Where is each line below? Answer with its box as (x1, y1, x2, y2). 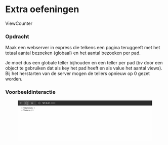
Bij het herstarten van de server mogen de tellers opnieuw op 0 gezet (5, 70, 150, 77)
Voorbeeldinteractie (5, 89, 56, 96)
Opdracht (5, 33, 29, 40)
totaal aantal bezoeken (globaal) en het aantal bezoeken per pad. (5, 50, 141, 56)
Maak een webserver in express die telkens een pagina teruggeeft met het (5, 45, 160, 51)
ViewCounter (5, 20, 33, 26)
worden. (5, 76, 23, 82)
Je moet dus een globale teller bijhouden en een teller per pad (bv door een (5, 60, 163, 66)
